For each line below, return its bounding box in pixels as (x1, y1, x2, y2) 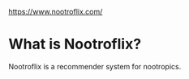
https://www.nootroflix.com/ (8, 7, 103, 16)
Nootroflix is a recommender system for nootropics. (8, 61, 182, 71)
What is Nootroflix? (8, 35, 142, 53)
